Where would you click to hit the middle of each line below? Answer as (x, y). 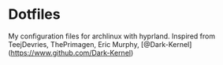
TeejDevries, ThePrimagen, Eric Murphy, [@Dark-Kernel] (100, 44)
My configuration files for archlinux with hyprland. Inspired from (111, 36)
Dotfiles (34, 14)
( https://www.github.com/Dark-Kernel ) (71, 52)
